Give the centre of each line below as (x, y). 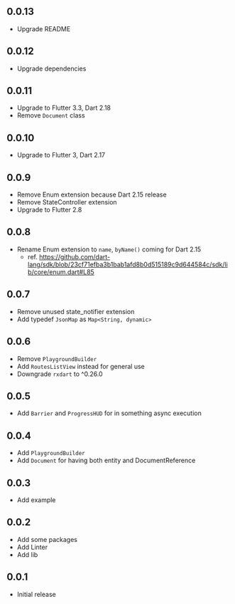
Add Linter (32, 547)
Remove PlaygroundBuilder (57, 358)
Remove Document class (51, 115)
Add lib (27, 554)
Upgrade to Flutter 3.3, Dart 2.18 (64, 108)
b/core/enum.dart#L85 (61, 272)
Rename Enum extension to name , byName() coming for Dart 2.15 (109, 249)
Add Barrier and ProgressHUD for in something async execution (109, 413)
